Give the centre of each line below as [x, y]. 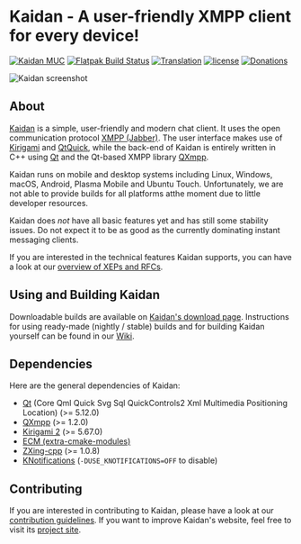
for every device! [75, 36]
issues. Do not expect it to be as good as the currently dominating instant [145, 230]
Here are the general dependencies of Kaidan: [95, 385]
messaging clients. [44, 240]
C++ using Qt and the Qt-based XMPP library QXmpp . [109, 157]
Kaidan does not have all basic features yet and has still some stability [139, 220]
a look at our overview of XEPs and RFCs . [86, 267]
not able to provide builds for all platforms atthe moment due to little [135, 193]
